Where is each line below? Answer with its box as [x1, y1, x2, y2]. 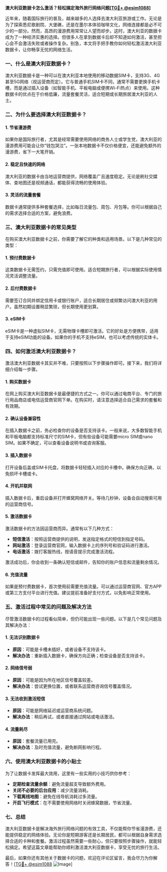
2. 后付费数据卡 [5, 285, 37, 291]
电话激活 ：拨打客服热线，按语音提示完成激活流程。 [12, 548, 117, 555]
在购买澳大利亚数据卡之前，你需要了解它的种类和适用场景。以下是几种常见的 [5, 236, 162, 242]
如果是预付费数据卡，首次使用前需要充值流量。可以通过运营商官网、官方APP [5, 583, 162, 590]
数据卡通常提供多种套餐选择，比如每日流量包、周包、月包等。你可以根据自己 [5, 204, 162, 210]
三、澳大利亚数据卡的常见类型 [5, 224, 77, 231]
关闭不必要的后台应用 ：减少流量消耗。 [12, 787, 91, 793]
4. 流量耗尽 [5, 726, 28, 732]
